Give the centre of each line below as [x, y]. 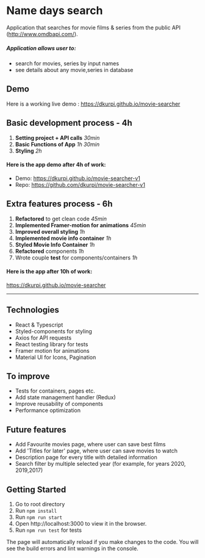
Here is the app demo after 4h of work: [56, 165]
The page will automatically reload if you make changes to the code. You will [103, 542]
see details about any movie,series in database [74, 70]
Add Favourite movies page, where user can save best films [90, 444]
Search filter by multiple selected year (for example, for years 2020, [100, 464]
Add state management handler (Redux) [65, 397]
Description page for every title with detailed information [86, 457]
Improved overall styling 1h [50, 231]
